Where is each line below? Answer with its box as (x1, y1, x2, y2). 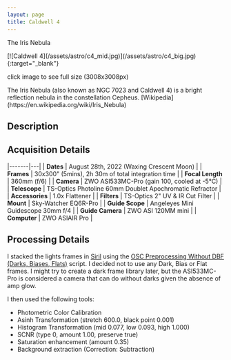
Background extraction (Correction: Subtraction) (17, 345, 155, 353)
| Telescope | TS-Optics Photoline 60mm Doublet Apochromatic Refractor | (7, 184, 222, 193)
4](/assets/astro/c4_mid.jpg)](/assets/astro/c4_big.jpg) (39, 52, 197, 60)
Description (7, 120, 59, 132)
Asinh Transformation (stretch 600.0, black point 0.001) (17, 315, 174, 324)
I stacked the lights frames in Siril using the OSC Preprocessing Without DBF (7, 252, 224, 260)
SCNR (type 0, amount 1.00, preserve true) (17, 330, 139, 339)
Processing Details (7, 234, 90, 245)
